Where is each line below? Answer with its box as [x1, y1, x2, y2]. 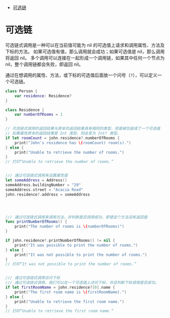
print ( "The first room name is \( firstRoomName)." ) [14, 289, 127, 295]
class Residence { [5, 107, 44, 112]
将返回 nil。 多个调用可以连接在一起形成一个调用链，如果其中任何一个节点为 [5, 55, 165, 61]
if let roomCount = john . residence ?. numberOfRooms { [5, 135, 120, 140]
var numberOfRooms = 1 [14, 112, 63, 117]
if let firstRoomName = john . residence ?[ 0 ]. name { [5, 285, 115, 290]
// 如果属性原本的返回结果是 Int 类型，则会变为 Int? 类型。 [5, 131, 121, 136]
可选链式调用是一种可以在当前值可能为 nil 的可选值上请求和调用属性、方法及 [5, 42, 165, 48]
